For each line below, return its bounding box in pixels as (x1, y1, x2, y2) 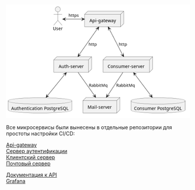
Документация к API (6, 171, 57, 178)
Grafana (6, 178, 26, 185)
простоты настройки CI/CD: (6, 130, 75, 137)
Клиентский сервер (6, 154, 55, 161)
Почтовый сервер (6, 160, 51, 167)
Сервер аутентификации (6, 148, 68, 155)
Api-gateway (6, 141, 37, 148)
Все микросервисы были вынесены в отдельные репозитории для (6, 124, 172, 131)
